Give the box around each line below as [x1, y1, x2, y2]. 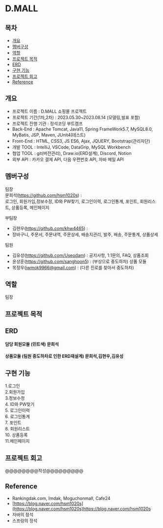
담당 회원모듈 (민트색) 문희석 [5, 341, 59, 347]
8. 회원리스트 [5, 426, 30, 432]
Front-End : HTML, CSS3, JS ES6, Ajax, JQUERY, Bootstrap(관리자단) [12, 138, 150, 144]
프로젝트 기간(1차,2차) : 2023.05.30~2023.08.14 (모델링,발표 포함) [12, 114, 140, 120]
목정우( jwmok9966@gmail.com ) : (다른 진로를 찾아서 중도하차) [12, 264, 134, 270]
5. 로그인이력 [5, 407, 30, 413]
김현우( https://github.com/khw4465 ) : [12, 225, 88, 231]
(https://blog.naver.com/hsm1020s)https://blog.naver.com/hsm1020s [12, 505, 151, 511]
